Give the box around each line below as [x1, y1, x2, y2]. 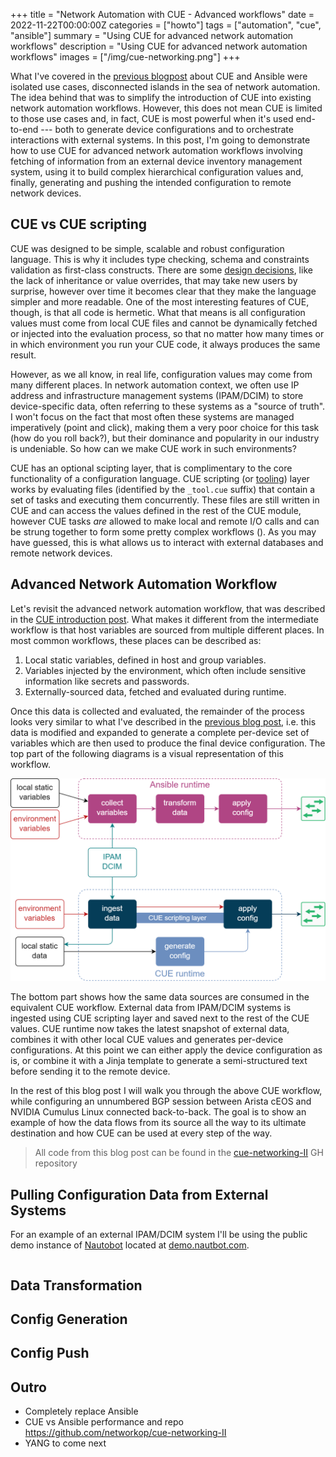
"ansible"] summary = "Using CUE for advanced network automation [10, 30, 294, 41]
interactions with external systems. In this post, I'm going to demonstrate [10, 134, 311, 146]
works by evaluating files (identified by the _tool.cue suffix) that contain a [10, 483, 316, 495]
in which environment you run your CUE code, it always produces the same [10, 338, 321, 350]
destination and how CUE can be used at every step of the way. [10, 1127, 273, 1139]
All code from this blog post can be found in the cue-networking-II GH [34, 1147, 324, 1159]
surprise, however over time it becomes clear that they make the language [10, 285, 317, 297]
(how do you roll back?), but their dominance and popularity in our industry [10, 432, 320, 444]
